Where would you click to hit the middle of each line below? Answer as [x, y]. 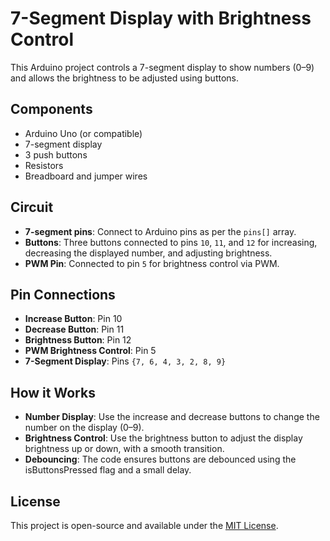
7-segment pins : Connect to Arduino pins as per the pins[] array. [160, 231]
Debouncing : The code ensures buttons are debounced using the [160, 459]
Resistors [44, 165]
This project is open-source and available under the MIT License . [144, 525]
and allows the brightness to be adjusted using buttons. [125, 78]
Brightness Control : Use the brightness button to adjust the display [163, 438]
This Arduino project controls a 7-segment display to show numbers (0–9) [162, 67]
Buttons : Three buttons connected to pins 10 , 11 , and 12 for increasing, [171, 242]
